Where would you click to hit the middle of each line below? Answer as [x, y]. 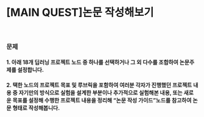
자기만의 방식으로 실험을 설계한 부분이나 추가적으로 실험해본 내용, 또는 [100, 93]
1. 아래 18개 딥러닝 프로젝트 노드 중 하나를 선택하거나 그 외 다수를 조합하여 [92, 62]
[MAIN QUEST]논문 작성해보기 [80, 12]
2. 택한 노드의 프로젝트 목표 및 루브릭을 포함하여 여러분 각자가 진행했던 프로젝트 [99, 85]
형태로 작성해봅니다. [36, 108]
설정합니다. [31, 70]
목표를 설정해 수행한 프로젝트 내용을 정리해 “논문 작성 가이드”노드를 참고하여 [102, 101]
